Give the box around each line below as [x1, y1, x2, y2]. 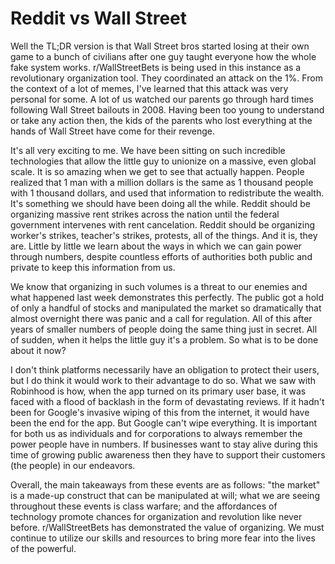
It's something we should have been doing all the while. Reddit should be [10, 197, 311, 209]
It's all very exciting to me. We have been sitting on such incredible [10, 144, 286, 156]
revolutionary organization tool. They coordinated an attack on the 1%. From [10, 72, 323, 84]
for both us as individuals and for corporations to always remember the [10, 427, 303, 439]
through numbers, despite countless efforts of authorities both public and [10, 250, 313, 262]
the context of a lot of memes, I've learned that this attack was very [10, 82, 289, 94]
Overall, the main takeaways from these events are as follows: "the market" [10, 478, 321, 491]
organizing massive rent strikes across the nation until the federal [10, 208, 280, 220]
